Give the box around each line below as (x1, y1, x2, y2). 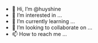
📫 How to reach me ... (11, 31, 67, 37)
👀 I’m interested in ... (11, 12, 62, 19)
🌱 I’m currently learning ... (11, 18, 75, 24)
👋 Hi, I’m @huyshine (11, 6, 61, 12)
